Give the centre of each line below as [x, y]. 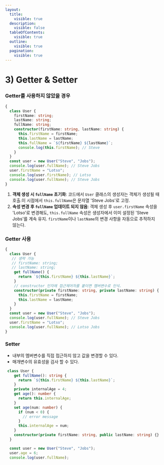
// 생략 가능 [23, 259]
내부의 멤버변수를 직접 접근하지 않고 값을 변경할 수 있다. [65, 355]
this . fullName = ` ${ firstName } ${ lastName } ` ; [65, 143]
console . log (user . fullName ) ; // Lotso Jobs [55, 327]
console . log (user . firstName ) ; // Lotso [50, 175]
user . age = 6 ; [24, 453]
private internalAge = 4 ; [41, 389]
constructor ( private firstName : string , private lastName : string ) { [87, 291]
